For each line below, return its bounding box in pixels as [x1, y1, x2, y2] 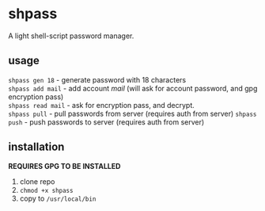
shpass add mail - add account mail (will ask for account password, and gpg [8, 83, 258, 93]
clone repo [19, 176, 55, 186]
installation [8, 140, 65, 154]
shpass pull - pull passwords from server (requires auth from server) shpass [8, 109, 257, 118]
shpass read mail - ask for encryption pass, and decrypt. [8, 100, 195, 109]
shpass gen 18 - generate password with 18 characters [8, 75, 187, 84]
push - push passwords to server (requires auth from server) [8, 117, 205, 127]
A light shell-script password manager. [8, 31, 134, 40]
